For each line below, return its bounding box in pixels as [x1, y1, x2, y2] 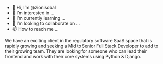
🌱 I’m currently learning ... [12, 15, 66, 21]
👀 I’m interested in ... [12, 10, 55, 16]
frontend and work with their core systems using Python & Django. [5, 54, 142, 59]
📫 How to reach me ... [12, 26, 59, 32]
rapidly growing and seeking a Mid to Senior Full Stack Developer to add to [5, 43, 159, 49]
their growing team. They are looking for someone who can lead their [5, 48, 147, 54]
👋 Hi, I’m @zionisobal [12, 5, 56, 10]
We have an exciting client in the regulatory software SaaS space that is [5, 38, 152, 43]
